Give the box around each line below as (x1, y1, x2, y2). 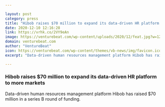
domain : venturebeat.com (5, 39, 56, 44)
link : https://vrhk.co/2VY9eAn (5, 30, 69, 35)
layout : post (5, 11, 32, 16)
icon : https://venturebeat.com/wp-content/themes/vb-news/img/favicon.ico (5, 48, 162, 53)
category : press (5, 16, 38, 21)
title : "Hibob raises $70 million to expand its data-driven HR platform (5, 21, 160, 26)
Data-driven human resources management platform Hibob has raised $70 (5, 91, 156, 97)
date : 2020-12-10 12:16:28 (5, 25, 60, 30)
